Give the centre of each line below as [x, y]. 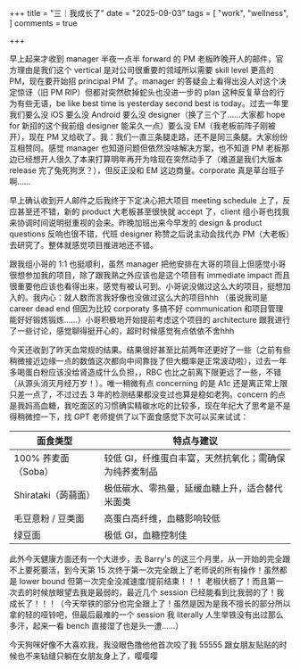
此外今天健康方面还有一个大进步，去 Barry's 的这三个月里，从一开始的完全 [146, 559]
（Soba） [33, 471]
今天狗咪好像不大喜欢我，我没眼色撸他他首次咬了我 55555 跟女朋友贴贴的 [144, 644]
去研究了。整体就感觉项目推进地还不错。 [83, 245]
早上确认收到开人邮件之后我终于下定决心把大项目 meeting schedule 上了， [146, 200]
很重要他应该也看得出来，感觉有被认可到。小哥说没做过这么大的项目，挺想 [146, 286]
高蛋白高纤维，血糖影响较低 [162, 518]
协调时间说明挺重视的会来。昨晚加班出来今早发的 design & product [139, 223]
